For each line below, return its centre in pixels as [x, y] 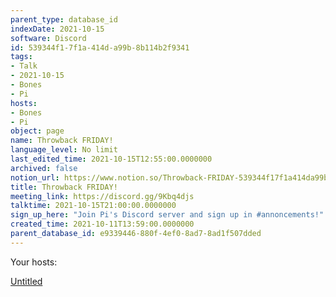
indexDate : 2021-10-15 [57, 29]
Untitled [26, 281]
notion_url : [35, 177]
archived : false [44, 168]
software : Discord [48, 38]
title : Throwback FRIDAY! [64, 187]
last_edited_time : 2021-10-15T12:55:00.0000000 [111, 159]
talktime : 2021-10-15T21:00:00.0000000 [93, 206]
